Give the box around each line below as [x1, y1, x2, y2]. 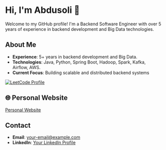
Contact [5, 121, 31, 130]
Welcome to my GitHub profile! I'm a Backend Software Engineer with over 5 [5, 21, 162, 27]
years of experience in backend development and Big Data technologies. [5, 26, 154, 32]
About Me [5, 41, 36, 49]
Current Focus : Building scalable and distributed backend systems [12, 70, 150, 75]
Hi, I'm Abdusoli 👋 [5, 4, 80, 16]
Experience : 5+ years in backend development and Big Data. [12, 54, 138, 60]
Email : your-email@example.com [12, 134, 81, 141]
